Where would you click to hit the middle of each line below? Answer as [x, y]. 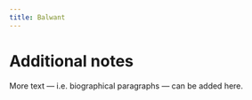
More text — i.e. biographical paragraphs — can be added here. [126, 86]
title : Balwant [37, 17]
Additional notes [72, 61]
